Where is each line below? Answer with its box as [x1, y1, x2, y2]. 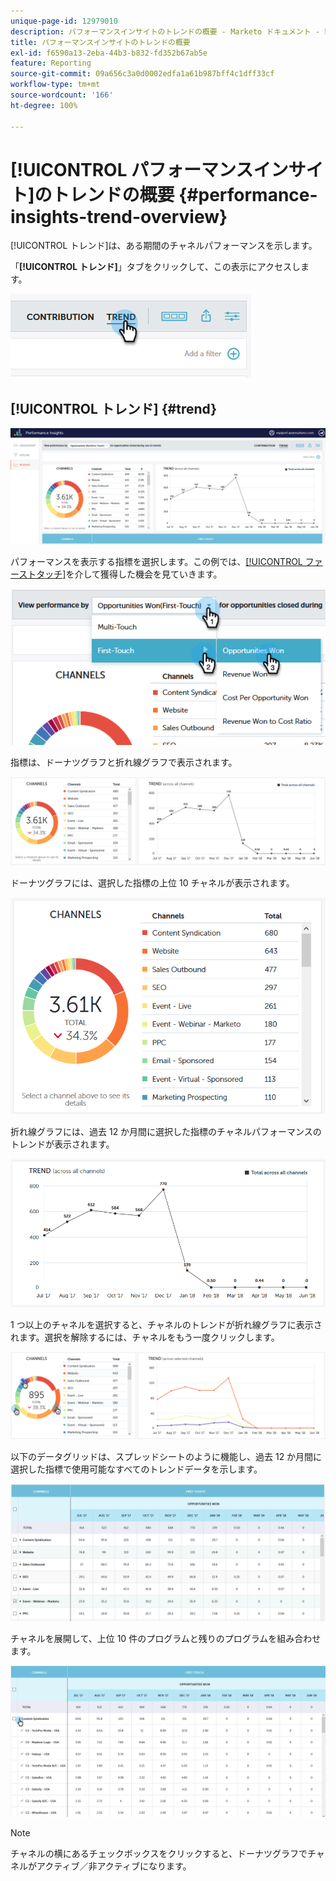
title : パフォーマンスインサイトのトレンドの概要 [10, 37, 191, 47]
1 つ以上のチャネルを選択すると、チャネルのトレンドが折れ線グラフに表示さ [10, 1318, 323, 1330]
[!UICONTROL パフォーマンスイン [10, 158, 289, 181]
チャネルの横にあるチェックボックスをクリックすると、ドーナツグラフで [10, 1848, 308, 1860]
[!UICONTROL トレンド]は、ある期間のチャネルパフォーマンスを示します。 [10, 240, 318, 252]
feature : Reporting [10, 58, 92, 69]
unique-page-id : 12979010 [10, 16, 118, 26]
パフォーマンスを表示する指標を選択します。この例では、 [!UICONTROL [10, 556, 303, 568]
